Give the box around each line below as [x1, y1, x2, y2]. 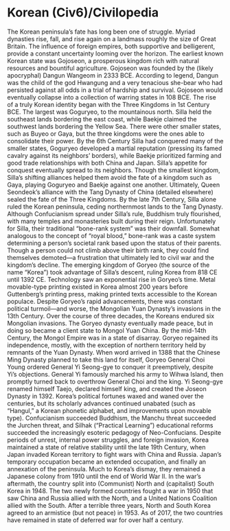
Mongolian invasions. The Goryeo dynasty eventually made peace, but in [7, 319, 214, 327]
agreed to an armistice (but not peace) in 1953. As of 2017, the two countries [7, 508, 223, 517]
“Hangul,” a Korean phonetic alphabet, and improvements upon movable [7, 406, 211, 414]
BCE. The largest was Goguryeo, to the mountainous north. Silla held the [7, 108, 212, 116]
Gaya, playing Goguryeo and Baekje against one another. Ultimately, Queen [7, 180, 220, 189]
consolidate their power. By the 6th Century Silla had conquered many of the [7, 137, 225, 145]
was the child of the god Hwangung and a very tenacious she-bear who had [7, 78, 223, 86]
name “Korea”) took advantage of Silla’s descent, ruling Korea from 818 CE [7, 268, 218, 276]
